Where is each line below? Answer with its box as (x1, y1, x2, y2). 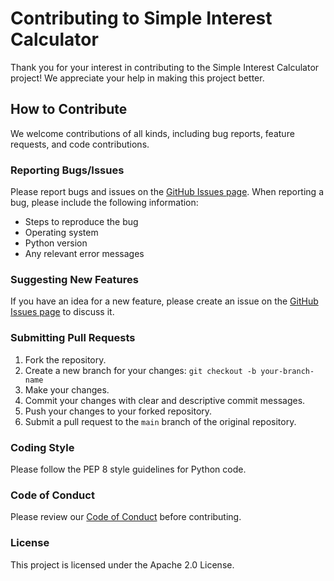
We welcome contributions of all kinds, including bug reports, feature (10, 127, 295, 139)
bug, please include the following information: (10, 197, 199, 209)
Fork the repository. (24, 353, 107, 366)
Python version (24, 237, 88, 249)
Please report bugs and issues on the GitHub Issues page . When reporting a (10, 186, 324, 198)
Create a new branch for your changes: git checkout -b (24, 364, 257, 376)
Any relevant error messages (24, 248, 145, 260)
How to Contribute (10, 101, 128, 118)
